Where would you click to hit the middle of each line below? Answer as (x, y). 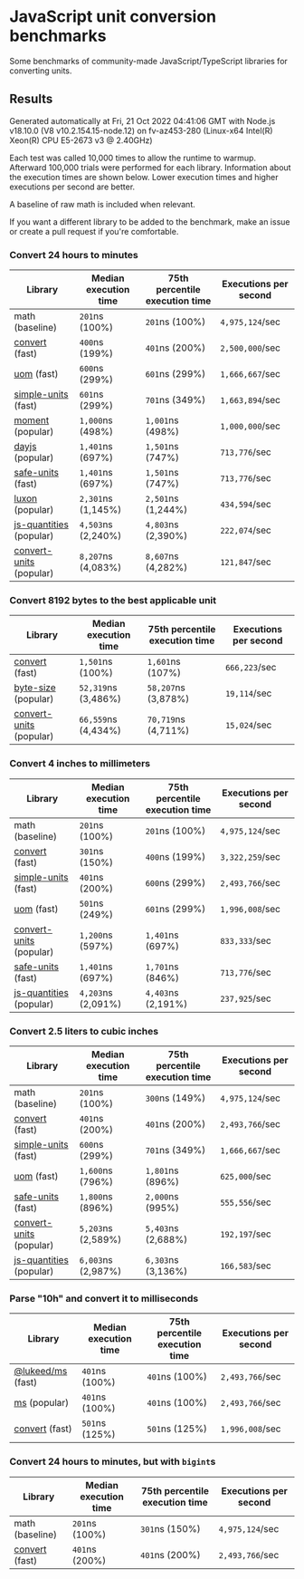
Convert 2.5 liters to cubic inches (84, 1031)
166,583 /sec (246, 1266)
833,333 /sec (246, 940)
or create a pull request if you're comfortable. (94, 231)
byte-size (35, 688)
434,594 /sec (246, 505)
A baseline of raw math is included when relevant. (103, 204)
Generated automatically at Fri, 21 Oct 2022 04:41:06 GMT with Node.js (142, 120)
